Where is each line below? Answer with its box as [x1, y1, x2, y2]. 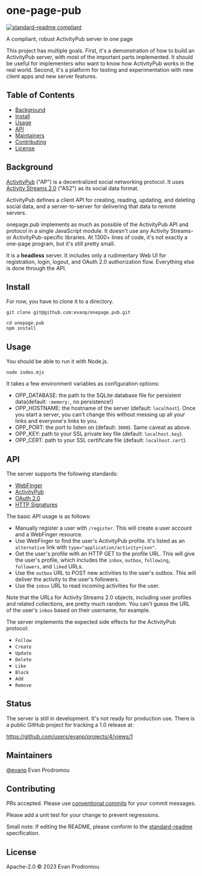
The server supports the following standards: [6, 470, 119, 477]
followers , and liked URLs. [14, 563, 83, 570]
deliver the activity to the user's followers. [14, 576, 119, 583]
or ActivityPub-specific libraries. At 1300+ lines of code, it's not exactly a [6, 233, 188, 241]
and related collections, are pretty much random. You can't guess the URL [6, 600, 190, 607]
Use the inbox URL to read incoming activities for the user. [14, 582, 160, 589]
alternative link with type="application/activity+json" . [14, 544, 157, 551]
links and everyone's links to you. [14, 417, 98, 425]
